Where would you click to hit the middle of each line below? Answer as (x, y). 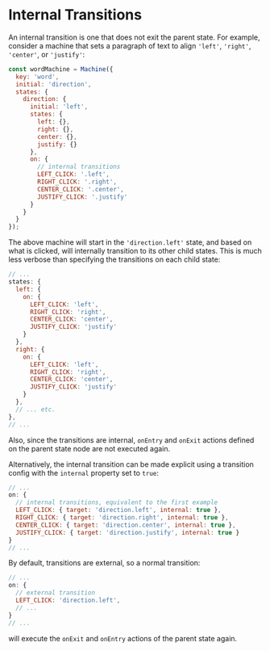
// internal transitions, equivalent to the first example (117, 502)
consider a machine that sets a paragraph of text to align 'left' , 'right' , (130, 45)
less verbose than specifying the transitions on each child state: (114, 259)
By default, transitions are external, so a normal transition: (104, 563)
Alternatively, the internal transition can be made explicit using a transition (131, 464)
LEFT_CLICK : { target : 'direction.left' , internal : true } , (118, 510)
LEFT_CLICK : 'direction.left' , (68, 601)
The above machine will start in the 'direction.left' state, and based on (130, 242)
